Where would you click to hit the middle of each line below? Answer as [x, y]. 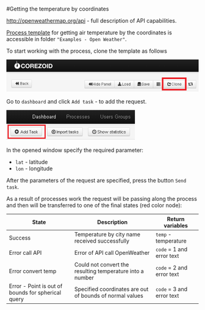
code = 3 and [171, 289]
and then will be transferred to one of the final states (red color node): [94, 205]
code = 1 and [171, 249]
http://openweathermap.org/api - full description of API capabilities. [92, 21]
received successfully [102, 241]
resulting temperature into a [109, 271]
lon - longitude [34, 168]
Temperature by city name [107, 235]
